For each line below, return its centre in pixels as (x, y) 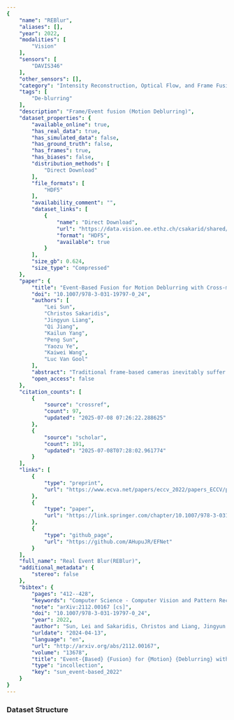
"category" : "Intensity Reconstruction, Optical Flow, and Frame (116, 86)
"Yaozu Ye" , (61, 346)
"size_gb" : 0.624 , (58, 261)
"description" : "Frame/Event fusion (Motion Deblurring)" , (107, 111)
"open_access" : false (63, 379)
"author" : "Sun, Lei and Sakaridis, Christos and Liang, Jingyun (129, 627)
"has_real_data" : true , (66, 131)
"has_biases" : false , (63, 157)
